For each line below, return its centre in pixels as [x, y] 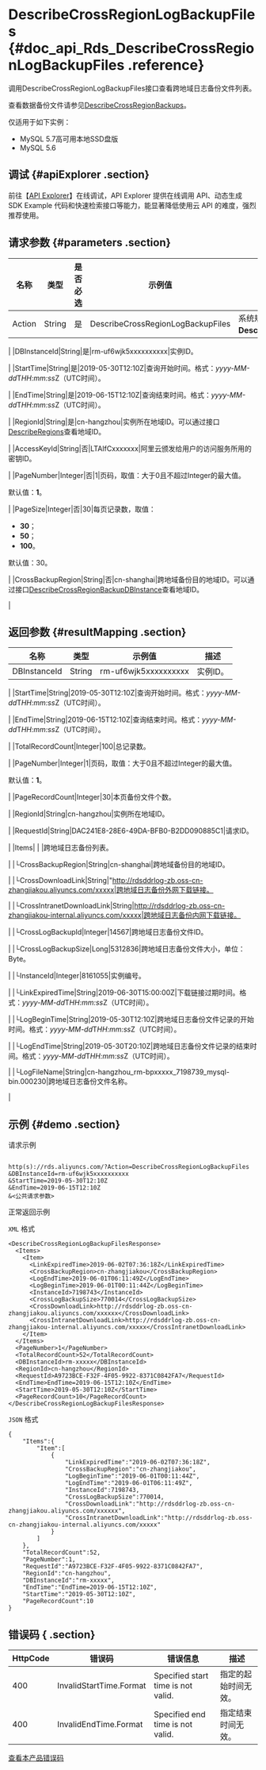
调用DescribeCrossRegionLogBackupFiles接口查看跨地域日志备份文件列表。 [132, 88]
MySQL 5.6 [38, 148]
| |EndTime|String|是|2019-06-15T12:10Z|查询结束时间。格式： [110, 395]
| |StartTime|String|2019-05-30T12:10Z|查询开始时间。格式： [108, 693]
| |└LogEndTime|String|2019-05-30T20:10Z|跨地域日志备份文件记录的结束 [129, 1047]
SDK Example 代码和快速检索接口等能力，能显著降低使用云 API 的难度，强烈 [132, 205]
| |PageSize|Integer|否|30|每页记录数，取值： [82, 509]
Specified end [180, 1714]
